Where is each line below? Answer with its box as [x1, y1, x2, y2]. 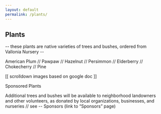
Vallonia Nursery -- [5, 49, 45, 55]
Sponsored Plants [5, 83, 42, 89]
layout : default [5, 7, 39, 12]
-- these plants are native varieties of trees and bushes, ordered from [5, 43, 147, 50]
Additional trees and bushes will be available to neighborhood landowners [5, 93, 156, 99]
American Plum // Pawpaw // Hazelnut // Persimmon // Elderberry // [5, 58, 143, 65]
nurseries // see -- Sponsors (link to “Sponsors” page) [5, 103, 116, 110]
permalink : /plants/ [5, 12, 48, 17]
